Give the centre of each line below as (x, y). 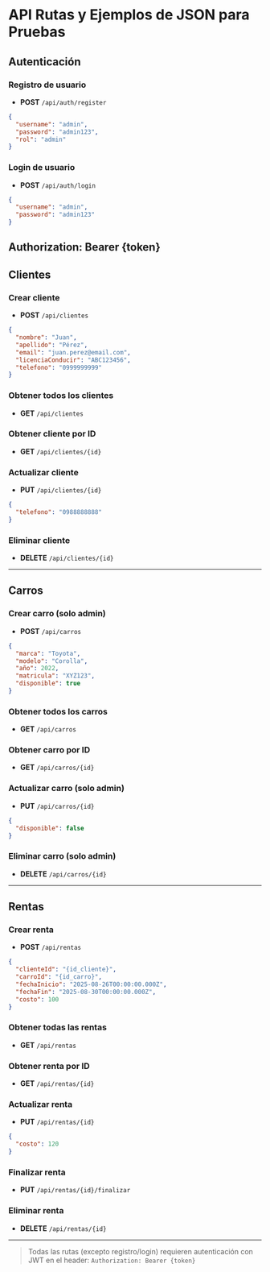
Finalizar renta (37, 1172)
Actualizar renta (41, 1104)
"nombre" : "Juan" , (47, 338)
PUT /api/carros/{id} (57, 806)
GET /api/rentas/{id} (57, 1083)
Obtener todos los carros (58, 711)
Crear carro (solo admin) (57, 614)
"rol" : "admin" (41, 139)
